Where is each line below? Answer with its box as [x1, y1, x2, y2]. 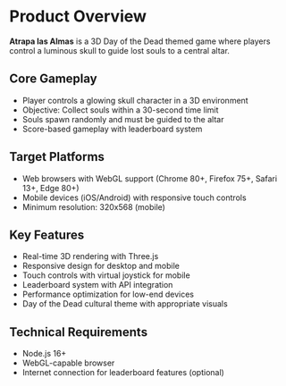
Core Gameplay [9, 71, 97, 87]
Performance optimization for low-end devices [21, 289, 195, 300]
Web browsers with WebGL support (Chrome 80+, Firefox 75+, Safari [21, 172, 278, 184]
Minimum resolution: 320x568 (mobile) [21, 201, 165, 212]
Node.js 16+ [21, 348, 67, 359]
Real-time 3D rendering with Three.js [21, 251, 159, 262]
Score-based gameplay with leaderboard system [21, 123, 203, 134]
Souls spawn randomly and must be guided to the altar [21, 113, 224, 124]
